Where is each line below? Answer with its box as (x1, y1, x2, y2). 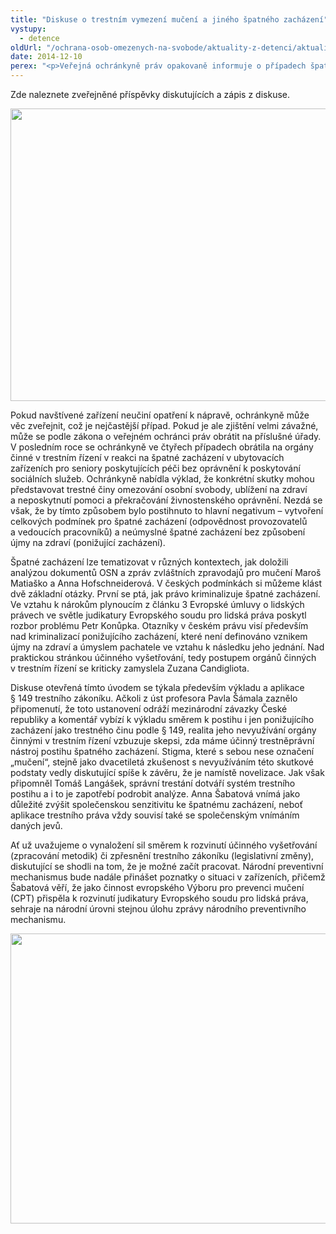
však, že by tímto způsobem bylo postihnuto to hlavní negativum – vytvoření (10, 505, 324, 516)
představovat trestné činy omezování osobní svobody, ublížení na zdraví (10, 484, 308, 495)
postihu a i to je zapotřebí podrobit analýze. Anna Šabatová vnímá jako (10, 788, 301, 800)
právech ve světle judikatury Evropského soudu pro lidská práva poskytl (10, 609, 307, 621)
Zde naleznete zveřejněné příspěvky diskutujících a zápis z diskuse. (10, 89, 291, 100)
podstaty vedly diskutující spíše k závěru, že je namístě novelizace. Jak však (10, 767, 325, 778)
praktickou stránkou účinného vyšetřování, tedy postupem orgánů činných (10, 652, 317, 663)
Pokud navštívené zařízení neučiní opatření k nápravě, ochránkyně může (10, 409, 310, 421)
